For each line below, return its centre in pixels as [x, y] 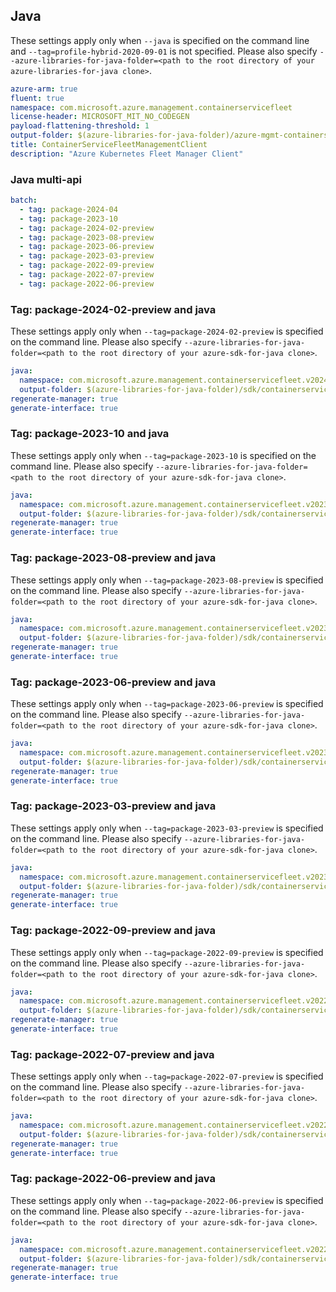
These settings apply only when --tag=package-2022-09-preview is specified [167, 952]
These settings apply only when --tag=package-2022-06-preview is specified [167, 1200]
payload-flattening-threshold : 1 [80, 126]
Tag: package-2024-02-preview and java [113, 309]
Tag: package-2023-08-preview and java [113, 558]
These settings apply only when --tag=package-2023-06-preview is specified [167, 704]
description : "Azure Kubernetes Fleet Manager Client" [127, 154]
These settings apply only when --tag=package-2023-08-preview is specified [167, 580]
